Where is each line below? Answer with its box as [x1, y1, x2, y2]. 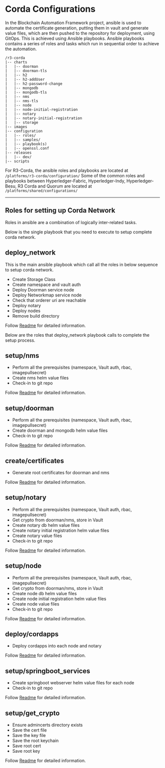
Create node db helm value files [12, 590, 77, 596]
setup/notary [5, 493, 47, 502]
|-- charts [5, 60, 27, 64]
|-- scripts [5, 159, 29, 163]
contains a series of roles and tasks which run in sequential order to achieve [5, 40, 160, 46]
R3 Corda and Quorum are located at [17, 183, 92, 189]
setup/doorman [5, 404, 54, 412]
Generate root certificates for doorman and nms [12, 470, 110, 476]
